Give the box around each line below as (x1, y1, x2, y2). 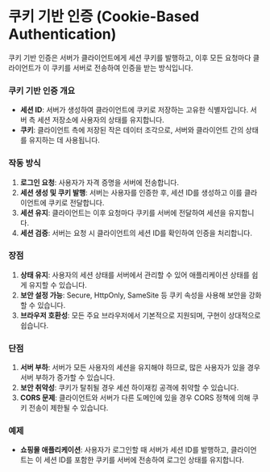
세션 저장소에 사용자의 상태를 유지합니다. (37, 115, 165, 125)
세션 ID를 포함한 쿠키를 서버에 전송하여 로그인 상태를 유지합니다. (44, 455, 244, 465)
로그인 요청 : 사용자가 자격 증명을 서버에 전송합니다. (19, 177, 180, 187)
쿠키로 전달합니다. (48, 197, 105, 207)
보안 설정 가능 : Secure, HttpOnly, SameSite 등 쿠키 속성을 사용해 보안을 (19, 290, 247, 300)
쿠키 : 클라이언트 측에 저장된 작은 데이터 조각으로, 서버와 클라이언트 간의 (19, 125, 244, 135)
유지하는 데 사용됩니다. (28, 135, 101, 145)
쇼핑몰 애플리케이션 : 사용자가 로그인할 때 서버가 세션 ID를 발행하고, (19, 445, 230, 455)
